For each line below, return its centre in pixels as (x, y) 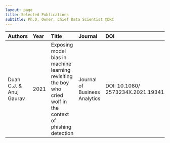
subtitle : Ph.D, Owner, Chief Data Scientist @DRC (60, 19)
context (60, 114)
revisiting (62, 76)
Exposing (62, 45)
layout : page (19, 10)
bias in (59, 58)
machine (61, 64)
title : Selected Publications (37, 15)
